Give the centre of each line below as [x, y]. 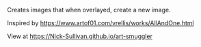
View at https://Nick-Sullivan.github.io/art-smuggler [80, 36]
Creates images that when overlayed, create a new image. [89, 10]
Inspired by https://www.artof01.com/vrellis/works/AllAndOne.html [100, 23]
